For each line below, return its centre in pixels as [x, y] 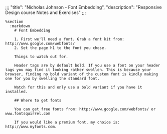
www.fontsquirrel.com [28, 113]
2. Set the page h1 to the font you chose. [60, 48]
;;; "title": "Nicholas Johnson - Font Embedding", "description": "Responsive [83, 7]
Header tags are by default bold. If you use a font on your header [87, 65]
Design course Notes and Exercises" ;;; [46, 12]
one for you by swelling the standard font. [52, 78]
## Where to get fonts [38, 100]
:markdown [20, 26]
